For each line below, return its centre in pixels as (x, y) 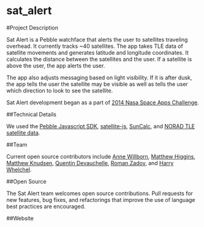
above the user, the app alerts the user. (56, 66)
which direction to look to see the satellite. (60, 90)
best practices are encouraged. (46, 206)
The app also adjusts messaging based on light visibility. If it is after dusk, (99, 77)
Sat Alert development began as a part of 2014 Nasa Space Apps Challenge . (103, 102)
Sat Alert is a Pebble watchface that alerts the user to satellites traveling (97, 39)
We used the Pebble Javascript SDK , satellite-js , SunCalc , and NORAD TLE (101, 126)
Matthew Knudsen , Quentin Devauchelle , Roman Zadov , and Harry (90, 163)
